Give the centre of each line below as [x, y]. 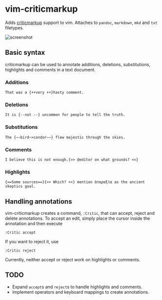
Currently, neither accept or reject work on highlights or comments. [73, 260]
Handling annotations [39, 201]
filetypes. [15, 27]
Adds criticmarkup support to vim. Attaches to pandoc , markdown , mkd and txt [81, 23]
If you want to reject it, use [32, 242]
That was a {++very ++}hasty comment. [44, 92]
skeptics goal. [20, 186]
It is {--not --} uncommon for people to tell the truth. [65, 115]
